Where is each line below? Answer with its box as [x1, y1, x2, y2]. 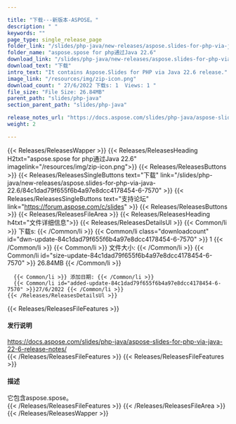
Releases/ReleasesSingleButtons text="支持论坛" [7, 194, 150, 203]
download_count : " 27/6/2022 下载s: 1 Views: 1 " [7, 82, 157, 89]
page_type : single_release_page [7, 36, 102, 43]
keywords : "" [7, 30, 46, 37]
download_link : [7, 56, 52, 63]
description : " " [7, 23, 58, 30]
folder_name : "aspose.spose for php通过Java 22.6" [7, 49, 157, 56]
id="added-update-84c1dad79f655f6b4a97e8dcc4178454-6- [57, 279, 221, 287]
